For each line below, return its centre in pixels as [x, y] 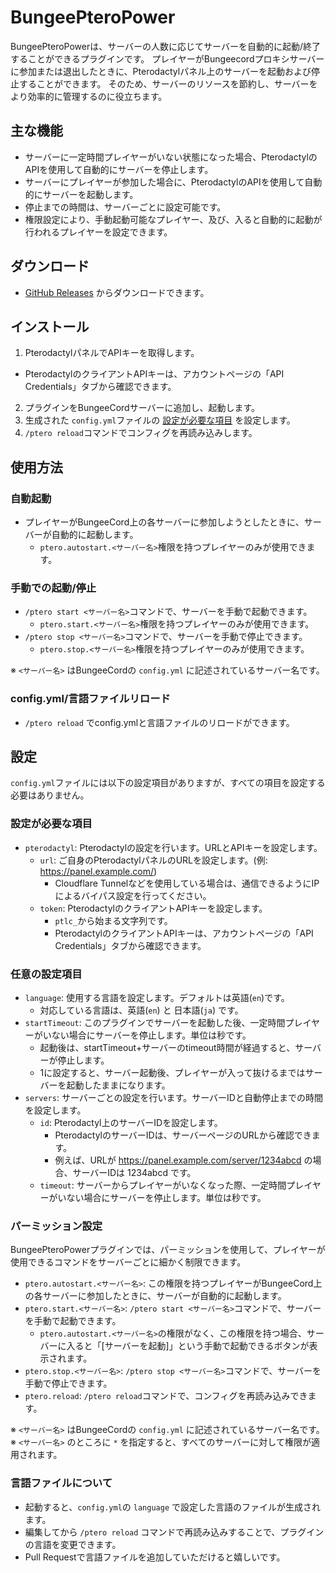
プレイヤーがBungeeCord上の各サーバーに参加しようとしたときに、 [164, 522]
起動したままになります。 [118, 1085]
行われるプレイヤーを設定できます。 [98, 232]
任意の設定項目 [46, 974]
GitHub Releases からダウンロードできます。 [117, 292]
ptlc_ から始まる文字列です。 [113, 920]
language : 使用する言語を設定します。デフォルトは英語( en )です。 [157, 998]
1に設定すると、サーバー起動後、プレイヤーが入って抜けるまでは [172, 1073]
